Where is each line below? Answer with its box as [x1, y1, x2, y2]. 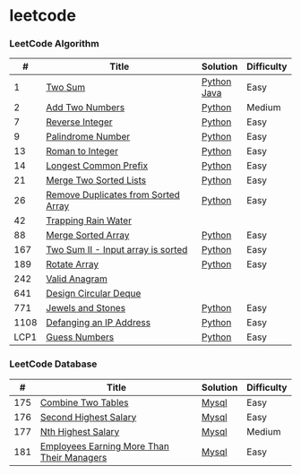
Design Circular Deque [46, 288, 142, 300]
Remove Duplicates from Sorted [46, 189, 181, 202]
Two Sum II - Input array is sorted [46, 244, 188, 256]
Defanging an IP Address [46, 316, 150, 329]
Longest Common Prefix [46, 160, 149, 172]
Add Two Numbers [46, 101, 125, 114]
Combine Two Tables [39, 396, 129, 409]
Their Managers [39, 451, 107, 463]
